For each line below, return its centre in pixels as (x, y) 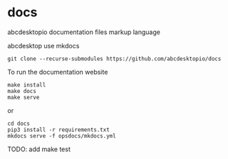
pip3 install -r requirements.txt (59, 130)
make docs (22, 91)
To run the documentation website (58, 72)
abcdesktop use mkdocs (43, 45)
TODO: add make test (39, 149)
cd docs (19, 124)
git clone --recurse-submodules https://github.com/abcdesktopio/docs (114, 59)
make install (27, 85)
